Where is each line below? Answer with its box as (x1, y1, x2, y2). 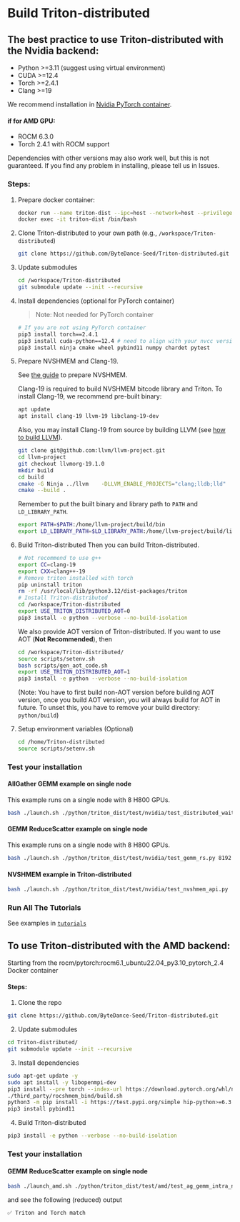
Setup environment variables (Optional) (17, 725, 134, 733)
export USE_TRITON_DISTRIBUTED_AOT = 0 (17, 608, 131, 615)
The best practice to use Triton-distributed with (7, 34, 224, 46)
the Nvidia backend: (7, 44, 99, 56)
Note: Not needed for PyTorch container (35, 310, 154, 319)
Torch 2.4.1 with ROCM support (17, 140, 110, 149)
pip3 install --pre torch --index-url (7, 1086, 123, 1093)
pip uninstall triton (17, 581, 82, 589)
